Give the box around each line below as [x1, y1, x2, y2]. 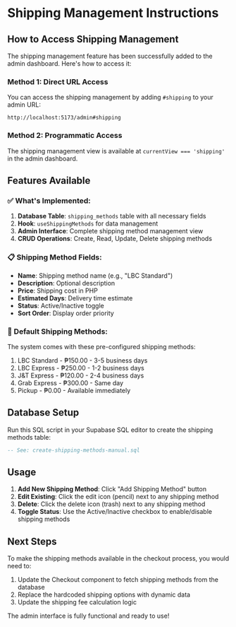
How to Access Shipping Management [7, 33, 179, 45]
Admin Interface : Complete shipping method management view [17, 227, 204, 235]
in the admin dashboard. [7, 154, 78, 163]
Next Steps [7, 535, 57, 547]
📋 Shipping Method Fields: [7, 252, 102, 262]
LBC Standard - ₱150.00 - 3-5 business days [17, 356, 148, 365]
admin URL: [7, 100, 41, 109]
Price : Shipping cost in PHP [17, 286, 99, 295]
